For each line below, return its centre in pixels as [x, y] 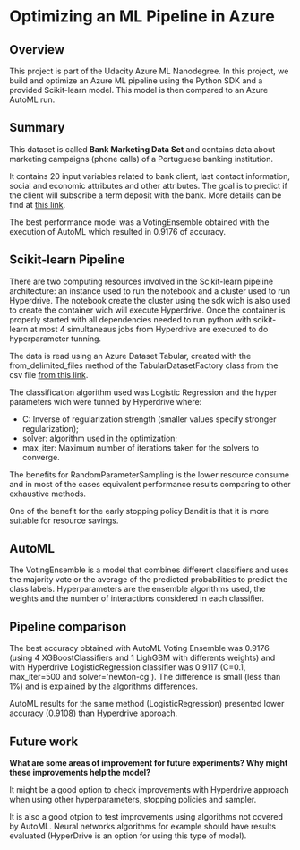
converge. [41, 457]
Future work [44, 741]
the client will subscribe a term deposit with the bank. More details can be [146, 195]
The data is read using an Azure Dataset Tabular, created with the [130, 356]
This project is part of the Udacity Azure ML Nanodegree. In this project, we [149, 71]
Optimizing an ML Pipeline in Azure [142, 17]
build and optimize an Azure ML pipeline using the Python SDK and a [136, 81]
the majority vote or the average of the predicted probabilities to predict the [149, 580]
